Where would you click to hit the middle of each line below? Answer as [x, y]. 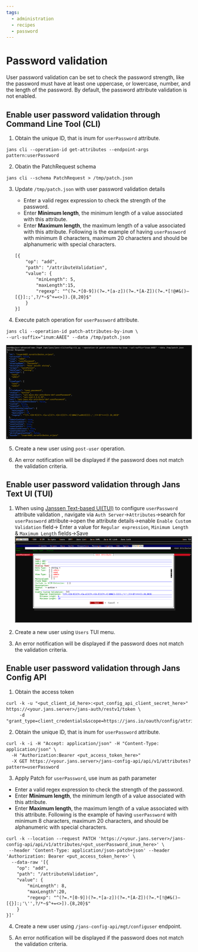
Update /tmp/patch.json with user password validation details [90, 189]
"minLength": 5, [56, 280]
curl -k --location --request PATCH [51, 838]
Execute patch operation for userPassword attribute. [77, 320]
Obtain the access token [44, 692]
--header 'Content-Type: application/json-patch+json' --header [89, 850]
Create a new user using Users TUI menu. [65, 632]
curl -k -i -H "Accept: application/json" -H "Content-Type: [83, 743]
